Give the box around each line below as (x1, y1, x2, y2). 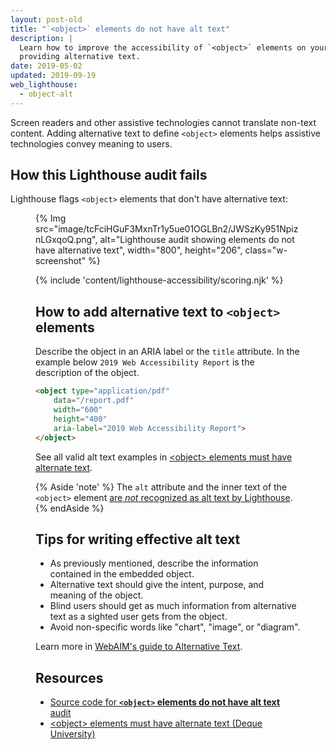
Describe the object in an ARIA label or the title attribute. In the (35, 346, 300, 358)
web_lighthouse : (10, 80, 78, 90)
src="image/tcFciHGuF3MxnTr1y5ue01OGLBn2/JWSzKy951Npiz (35, 223, 299, 235)
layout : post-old (10, 14, 83, 25)
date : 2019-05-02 (10, 61, 83, 71)
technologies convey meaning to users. (10, 137, 173, 150)
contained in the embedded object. (49, 568, 195, 580)
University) (49, 728, 96, 740)
